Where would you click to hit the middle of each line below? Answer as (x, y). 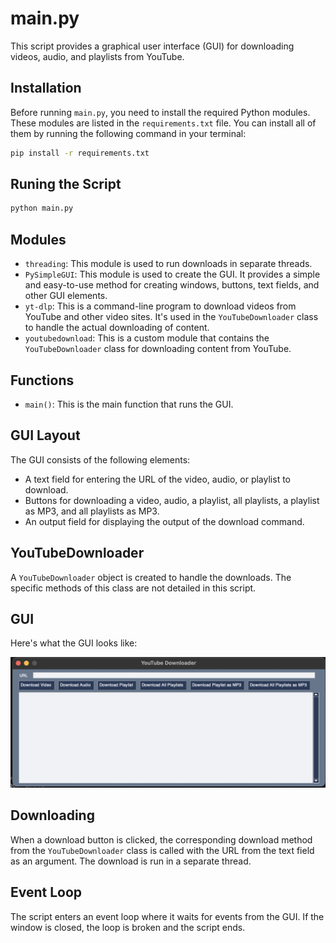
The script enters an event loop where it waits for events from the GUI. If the (167, 916)
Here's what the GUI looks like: (74, 643)
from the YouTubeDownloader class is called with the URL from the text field (162, 850)
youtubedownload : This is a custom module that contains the (147, 338)
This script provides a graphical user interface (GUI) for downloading (152, 46)
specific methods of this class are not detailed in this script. (133, 588)
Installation (46, 88)
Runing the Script (66, 184)
